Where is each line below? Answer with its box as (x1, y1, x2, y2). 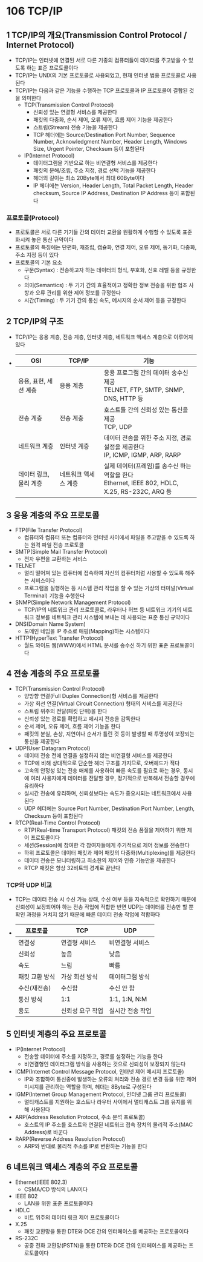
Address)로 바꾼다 (24, 1128, 68, 1135)
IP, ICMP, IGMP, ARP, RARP (103, 451, 181, 459)
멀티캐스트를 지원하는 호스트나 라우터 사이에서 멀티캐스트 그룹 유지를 (24, 1098, 186, 1105)
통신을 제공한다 (24, 737, 60, 745)
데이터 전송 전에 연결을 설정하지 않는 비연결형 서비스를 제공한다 (24, 751, 173, 759)
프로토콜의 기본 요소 (14, 259, 62, 266)
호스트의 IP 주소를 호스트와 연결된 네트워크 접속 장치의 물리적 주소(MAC (24, 1121, 193, 1128)
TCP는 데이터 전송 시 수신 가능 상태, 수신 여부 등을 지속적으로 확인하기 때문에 (14, 895, 196, 903)
